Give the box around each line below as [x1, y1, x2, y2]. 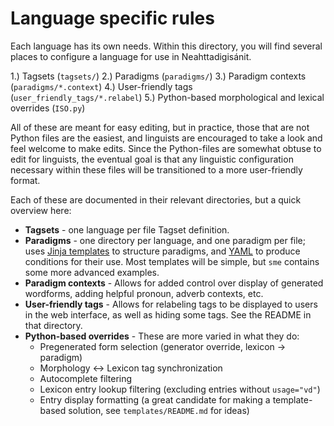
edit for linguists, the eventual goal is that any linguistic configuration [10, 153, 294, 165]
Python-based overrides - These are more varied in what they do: [24, 330, 300, 342]
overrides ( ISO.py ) [10, 102, 86, 114]
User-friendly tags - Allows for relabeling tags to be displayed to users [24, 298, 318, 310]
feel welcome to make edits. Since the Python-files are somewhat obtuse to [10, 142, 322, 154]
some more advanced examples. [24, 266, 160, 278]
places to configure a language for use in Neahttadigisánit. [10, 50, 252, 62]
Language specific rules [10, 7, 215, 30]
